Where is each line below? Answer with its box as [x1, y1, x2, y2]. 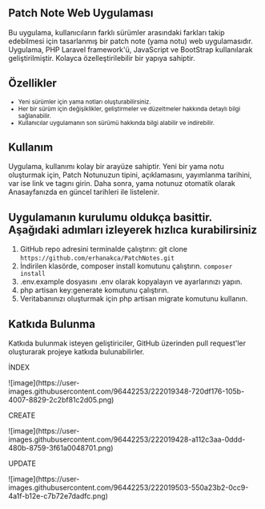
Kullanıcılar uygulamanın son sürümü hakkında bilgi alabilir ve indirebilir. [18, 119, 215, 127]
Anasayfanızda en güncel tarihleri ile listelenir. [8, 188, 160, 197]
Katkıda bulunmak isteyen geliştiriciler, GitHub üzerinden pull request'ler [8, 338, 247, 348]
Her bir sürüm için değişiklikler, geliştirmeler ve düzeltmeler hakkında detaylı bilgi [18, 104, 241, 113]
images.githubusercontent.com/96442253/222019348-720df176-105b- [8, 386, 245, 396]
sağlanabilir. [18, 111, 52, 119]
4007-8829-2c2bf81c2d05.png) [8, 395, 114, 405]
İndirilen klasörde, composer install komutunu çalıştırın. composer [19, 261, 233, 271]
